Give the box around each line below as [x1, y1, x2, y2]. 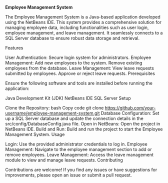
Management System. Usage [5, 131, 65, 137]
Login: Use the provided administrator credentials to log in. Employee [5, 141, 147, 147]
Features [5, 45, 23, 50]
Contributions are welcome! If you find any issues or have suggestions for [5, 167, 157, 172]
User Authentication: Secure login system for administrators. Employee [5, 54, 151, 60]
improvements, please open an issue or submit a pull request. [5, 172, 132, 178]
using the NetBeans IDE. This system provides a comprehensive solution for [5, 19, 161, 25]
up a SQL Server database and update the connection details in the [5, 115, 143, 121]
